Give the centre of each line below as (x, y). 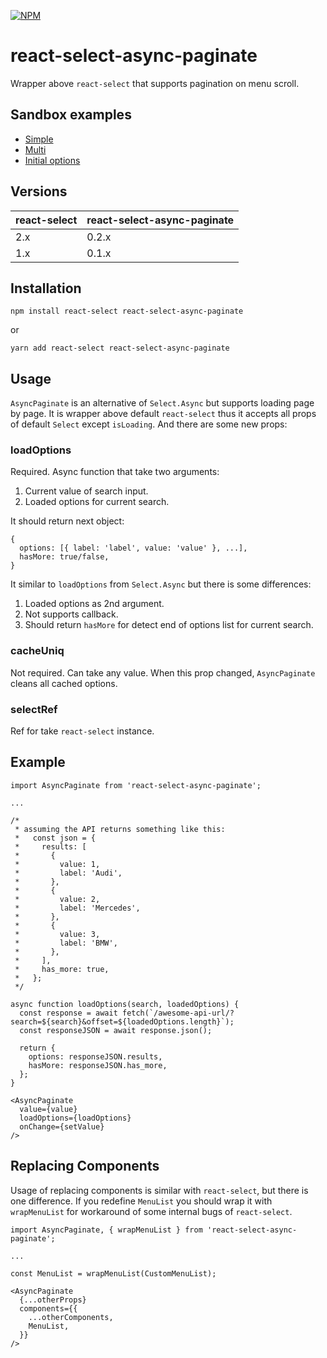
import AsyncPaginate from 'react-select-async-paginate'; (136, 785)
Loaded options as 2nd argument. (94, 604)
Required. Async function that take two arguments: (115, 472)
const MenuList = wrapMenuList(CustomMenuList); (113, 1273)
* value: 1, (57, 864)
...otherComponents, (71, 1317)
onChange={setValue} (62, 1126)
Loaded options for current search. (97, 502)
